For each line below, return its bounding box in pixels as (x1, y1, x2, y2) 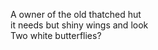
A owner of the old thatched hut (10, 9, 142, 20)
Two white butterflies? (10, 30, 102, 41)
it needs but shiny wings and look (10, 19, 149, 31)
